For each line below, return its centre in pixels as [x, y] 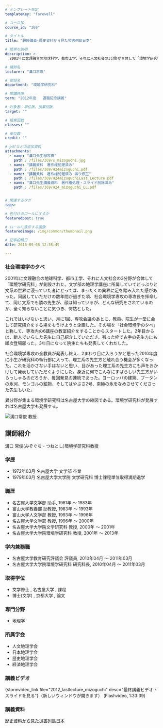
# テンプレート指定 [22, 9]
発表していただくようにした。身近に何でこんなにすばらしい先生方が [86, 372]
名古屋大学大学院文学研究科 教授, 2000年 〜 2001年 [64, 527]
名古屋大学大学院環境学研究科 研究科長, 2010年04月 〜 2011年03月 [79, 564]
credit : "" [16, 138]
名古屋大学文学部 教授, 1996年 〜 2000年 [53, 521]
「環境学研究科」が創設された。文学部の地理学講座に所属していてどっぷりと [81, 284]
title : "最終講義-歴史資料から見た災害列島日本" [49, 41]
